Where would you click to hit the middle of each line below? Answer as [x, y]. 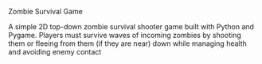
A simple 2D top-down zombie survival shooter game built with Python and [131, 26]
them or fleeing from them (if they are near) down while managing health [127, 43]
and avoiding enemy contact [55, 52]
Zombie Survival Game [46, 11]
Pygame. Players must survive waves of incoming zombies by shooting [125, 35]
